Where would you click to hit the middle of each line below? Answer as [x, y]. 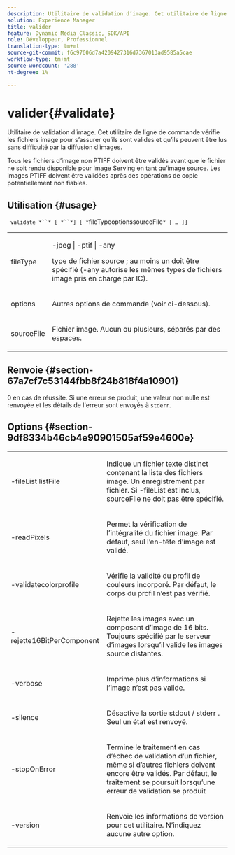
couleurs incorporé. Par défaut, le [162, 584]
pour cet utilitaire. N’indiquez [154, 825]
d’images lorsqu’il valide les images [165, 644]
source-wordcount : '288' [43, 66]
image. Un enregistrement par [156, 481]
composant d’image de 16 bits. [157, 627]
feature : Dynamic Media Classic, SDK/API [69, 33]
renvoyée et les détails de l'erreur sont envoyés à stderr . [89, 405]
